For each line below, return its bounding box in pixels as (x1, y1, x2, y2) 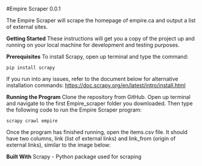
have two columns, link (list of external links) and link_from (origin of (6, 135, 176, 142)
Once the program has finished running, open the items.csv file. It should (6, 129, 188, 135)
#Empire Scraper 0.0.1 (6, 5, 61, 12)
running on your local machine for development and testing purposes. (6, 42, 180, 48)
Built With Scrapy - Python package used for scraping (6, 153, 142, 160)
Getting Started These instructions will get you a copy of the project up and (6, 35, 195, 42)
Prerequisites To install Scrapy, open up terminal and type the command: (6, 53, 189, 60)
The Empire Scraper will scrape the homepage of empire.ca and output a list (6, 17, 196, 24)
